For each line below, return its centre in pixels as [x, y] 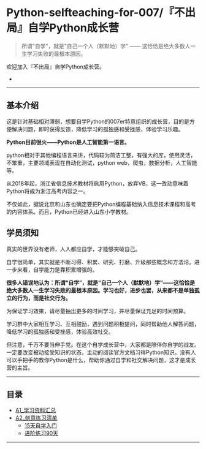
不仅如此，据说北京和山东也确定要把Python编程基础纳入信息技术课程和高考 [101, 204]
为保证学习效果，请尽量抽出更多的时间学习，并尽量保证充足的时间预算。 [97, 311]
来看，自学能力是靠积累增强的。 [57, 270]
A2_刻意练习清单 [36, 418]
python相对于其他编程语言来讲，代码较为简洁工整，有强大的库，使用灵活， [101, 155]
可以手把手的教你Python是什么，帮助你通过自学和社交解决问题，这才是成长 [101, 360]
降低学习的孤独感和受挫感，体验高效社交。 [60, 331]
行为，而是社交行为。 [44, 298]
